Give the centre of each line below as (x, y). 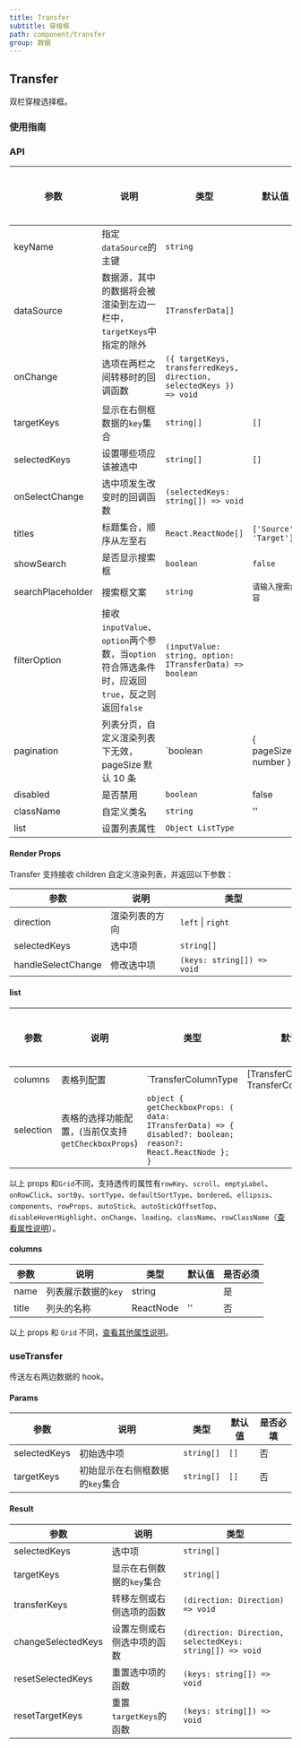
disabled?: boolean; (190, 1134)
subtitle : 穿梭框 (39, 26)
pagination (36, 751)
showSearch (40, 564)
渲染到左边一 (129, 305)
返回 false (122, 708)
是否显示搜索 (129, 558)
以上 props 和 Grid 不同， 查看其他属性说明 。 (91, 1332)
